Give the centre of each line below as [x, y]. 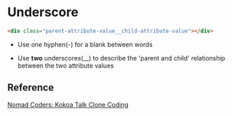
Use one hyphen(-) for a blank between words [85, 44]
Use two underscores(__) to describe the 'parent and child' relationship [121, 58]
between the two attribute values [66, 65]
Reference [31, 88]
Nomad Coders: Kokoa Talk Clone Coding [68, 104]
